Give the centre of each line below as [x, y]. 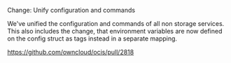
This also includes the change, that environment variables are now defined [115, 31]
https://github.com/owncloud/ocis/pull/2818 [71, 52]
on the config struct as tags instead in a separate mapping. [92, 38]
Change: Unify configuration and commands [71, 10]
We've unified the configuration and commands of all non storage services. [116, 23]
